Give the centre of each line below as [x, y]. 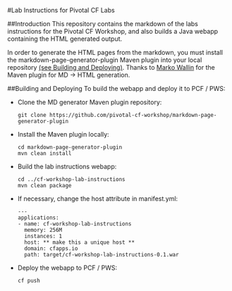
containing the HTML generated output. [65, 39]
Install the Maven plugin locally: [63, 134]
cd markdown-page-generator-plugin [70, 147]
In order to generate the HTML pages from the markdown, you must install [115, 52]
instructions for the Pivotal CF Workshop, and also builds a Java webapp [113, 31]
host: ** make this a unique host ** [80, 242]
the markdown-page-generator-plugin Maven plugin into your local [105, 60]
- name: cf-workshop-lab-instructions [74, 224]
